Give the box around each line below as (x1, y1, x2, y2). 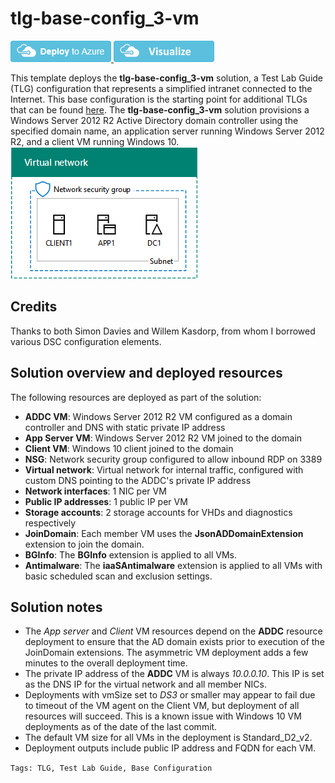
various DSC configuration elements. (10, 335, 162, 347)
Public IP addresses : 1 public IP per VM (24, 495, 188, 507)
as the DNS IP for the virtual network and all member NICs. (24, 678, 268, 691)
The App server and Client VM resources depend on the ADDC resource (24, 625, 323, 637)
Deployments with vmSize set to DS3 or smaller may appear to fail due (24, 689, 316, 701)
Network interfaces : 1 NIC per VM (24, 485, 167, 497)
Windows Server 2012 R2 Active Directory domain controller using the (10, 114, 299, 126)
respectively (24, 517, 77, 529)
